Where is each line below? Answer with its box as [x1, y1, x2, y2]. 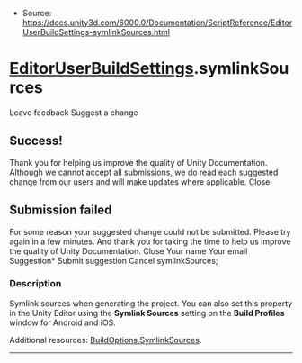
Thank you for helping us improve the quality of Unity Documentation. [9, 157, 268, 168]
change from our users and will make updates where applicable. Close [9, 176, 271, 187]
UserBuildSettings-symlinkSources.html [22, 27, 171, 37]
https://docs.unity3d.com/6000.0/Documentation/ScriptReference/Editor [22, 17, 293, 28]
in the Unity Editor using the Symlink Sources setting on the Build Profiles [9, 307, 285, 318]
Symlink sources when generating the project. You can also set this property [9, 297, 293, 309]
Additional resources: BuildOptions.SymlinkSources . [9, 334, 202, 345]
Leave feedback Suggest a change [9, 107, 138, 118]
